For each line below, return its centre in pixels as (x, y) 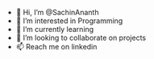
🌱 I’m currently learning (55, 29)
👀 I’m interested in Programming (69, 21)
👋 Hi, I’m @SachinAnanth (57, 12)
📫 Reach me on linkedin (56, 47)
